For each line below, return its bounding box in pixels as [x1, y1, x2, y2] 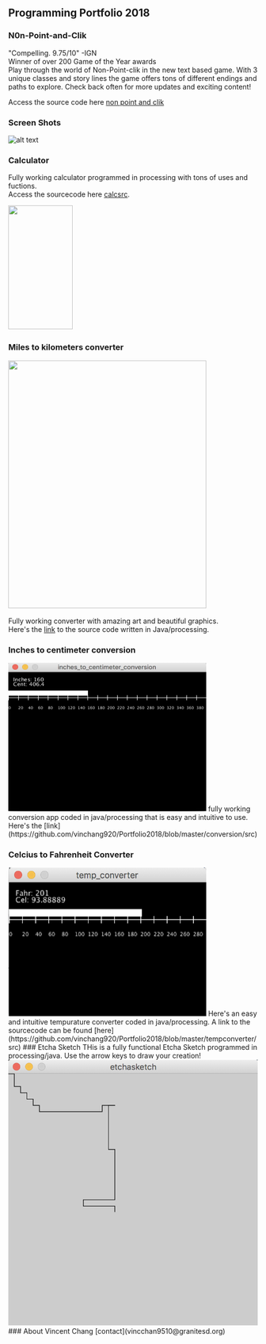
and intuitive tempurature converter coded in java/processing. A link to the [8, 1017, 251, 1027]
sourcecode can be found [8, 1026, 93, 1036]
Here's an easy [207, 1009, 257, 1018]
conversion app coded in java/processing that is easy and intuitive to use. [8, 812, 249, 821]
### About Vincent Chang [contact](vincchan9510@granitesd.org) [8, 1326, 226, 1335]
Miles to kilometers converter [8, 342, 124, 353]
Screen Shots [8, 117, 62, 128]
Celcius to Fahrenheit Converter [8, 848, 135, 860]
